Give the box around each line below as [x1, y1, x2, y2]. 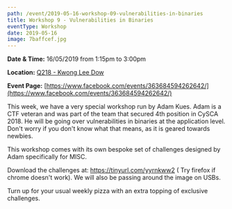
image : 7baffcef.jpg [7, 36, 67, 43]
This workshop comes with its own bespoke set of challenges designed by [7, 145, 221, 154]
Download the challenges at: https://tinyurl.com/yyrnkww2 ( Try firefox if [7, 166, 216, 174]
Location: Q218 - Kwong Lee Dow [7, 69, 104, 77]
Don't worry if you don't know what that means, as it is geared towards [7, 125, 210, 133]
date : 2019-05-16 [7, 29, 58, 37]
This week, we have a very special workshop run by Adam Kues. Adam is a [7, 102, 222, 111]
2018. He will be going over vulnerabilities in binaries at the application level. [7, 117, 226, 125]
